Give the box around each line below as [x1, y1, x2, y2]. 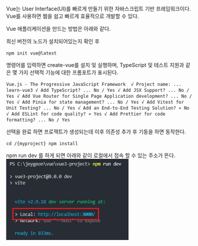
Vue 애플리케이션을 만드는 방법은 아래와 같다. [6, 25, 111, 32]
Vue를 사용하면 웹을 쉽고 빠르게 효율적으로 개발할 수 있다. [6, 12, 139, 20]
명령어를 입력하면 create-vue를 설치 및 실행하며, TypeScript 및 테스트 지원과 [6, 62, 184, 68]
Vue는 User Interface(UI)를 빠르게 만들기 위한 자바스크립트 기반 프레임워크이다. [6, 5, 191, 12]
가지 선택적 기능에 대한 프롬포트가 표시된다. [18, 69, 119, 76]
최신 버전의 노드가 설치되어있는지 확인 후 [6, 38, 100, 44]
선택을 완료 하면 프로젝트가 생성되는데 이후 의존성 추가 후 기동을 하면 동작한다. [6, 128, 187, 135]
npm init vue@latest [6, 50, 58, 56]
